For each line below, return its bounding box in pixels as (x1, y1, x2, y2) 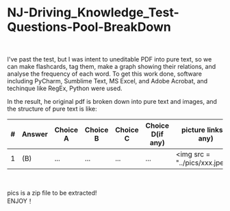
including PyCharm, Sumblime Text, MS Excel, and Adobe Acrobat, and (7, 76, 208, 85)
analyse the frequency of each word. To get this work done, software (7, 70, 203, 78)
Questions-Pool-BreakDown (7, 19, 171, 35)
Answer (21, 129, 48, 139)
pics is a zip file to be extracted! (7, 188, 97, 197)
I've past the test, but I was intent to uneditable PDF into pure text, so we (7, 55, 212, 63)
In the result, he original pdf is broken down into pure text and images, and (7, 97, 218, 105)
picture (181, 125, 205, 135)
